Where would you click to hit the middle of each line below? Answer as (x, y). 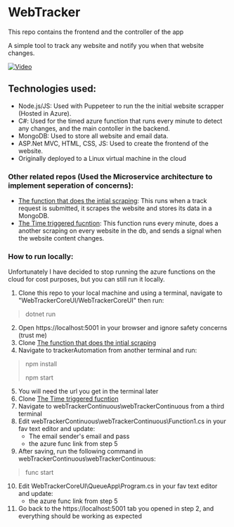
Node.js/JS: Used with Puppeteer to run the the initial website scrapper (121, 106)
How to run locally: (41, 256)
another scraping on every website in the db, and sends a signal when (120, 231)
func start (39, 473)
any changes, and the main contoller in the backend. (94, 128)
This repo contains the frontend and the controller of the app (96, 32)
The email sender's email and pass (79, 436)
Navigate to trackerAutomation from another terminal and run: (108, 351)
